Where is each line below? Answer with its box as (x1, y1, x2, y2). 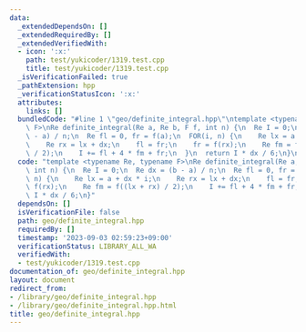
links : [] (25, 106, 64, 116)
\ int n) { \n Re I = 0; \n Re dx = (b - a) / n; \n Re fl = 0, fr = (25, 166, 296, 175)
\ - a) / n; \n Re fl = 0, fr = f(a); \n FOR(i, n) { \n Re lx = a (25, 132, 296, 141)
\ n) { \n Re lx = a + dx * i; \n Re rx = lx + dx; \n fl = (25, 174, 283, 183)
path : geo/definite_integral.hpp (17, 216, 145, 226)
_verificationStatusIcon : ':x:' (17, 89, 141, 98)
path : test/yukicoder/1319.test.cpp (25, 55, 166, 65)
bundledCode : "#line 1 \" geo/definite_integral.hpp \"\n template (17, 115, 267, 124)
